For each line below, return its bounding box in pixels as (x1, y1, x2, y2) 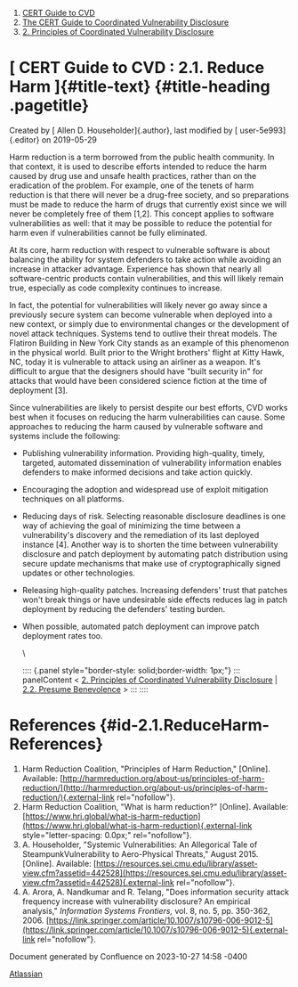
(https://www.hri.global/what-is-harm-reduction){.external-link (21, 820, 253, 831)
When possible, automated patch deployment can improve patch (21, 621, 260, 632)
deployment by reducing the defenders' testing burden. (21, 603, 226, 614)
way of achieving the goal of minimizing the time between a (21, 520, 241, 531)
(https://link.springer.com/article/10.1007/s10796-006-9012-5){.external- (21, 924, 289, 934)
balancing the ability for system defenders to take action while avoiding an (9, 254, 282, 265)
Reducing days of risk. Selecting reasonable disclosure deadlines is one (21, 510, 286, 521)
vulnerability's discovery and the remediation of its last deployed (21, 529, 260, 540)
